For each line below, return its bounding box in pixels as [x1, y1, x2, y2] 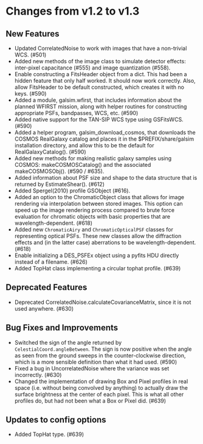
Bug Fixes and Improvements [5, 323, 119, 333]
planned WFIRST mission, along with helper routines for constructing [14, 103, 187, 110]
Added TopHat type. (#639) [14, 431, 84, 438]
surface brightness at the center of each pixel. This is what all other [14, 390, 184, 398]
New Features [5, 29, 60, 39]
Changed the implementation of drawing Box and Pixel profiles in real [14, 378, 188, 385]
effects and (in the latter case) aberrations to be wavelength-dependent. [14, 239, 196, 246]
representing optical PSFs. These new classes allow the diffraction [14, 233, 182, 239]
